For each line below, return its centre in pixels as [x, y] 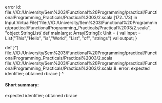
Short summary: [22, 84]
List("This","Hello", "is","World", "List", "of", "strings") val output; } [71, 38]
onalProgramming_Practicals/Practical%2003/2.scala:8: [61, 68]
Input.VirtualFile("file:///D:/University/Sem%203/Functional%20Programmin [81, 22]
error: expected [134, 68]
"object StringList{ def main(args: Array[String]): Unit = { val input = [73, 33]
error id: [13, 7]
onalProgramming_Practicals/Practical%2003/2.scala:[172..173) [69, 17]
